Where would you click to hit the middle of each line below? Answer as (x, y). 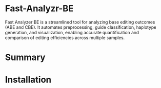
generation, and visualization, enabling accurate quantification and (72, 32)
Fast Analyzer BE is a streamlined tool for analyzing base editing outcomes (80, 22)
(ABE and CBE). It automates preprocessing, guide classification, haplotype (81, 27)
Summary (25, 57)
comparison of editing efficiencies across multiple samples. (65, 38)
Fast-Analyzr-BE (40, 9)
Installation (28, 80)
